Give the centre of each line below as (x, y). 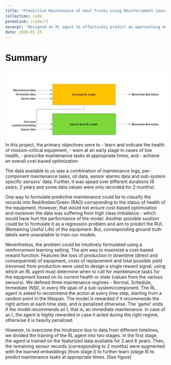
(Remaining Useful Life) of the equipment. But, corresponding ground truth (83, 229)
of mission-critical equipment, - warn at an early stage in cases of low (79, 150)
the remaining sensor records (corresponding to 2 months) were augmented (85, 346)
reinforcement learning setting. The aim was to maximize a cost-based (79, 250)
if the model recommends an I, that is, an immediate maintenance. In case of (85, 309)
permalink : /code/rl (27, 21)
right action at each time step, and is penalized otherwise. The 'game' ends (84, 304)
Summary (26, 58)
